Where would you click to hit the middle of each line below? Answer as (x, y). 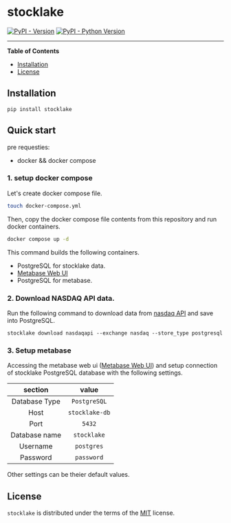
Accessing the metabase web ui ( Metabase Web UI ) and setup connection (112, 366)
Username (36, 446)
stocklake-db (89, 413)
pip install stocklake (40, 109)
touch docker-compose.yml (44, 206)
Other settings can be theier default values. (68, 475)
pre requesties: (29, 147)
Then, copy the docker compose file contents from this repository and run (112, 219)
